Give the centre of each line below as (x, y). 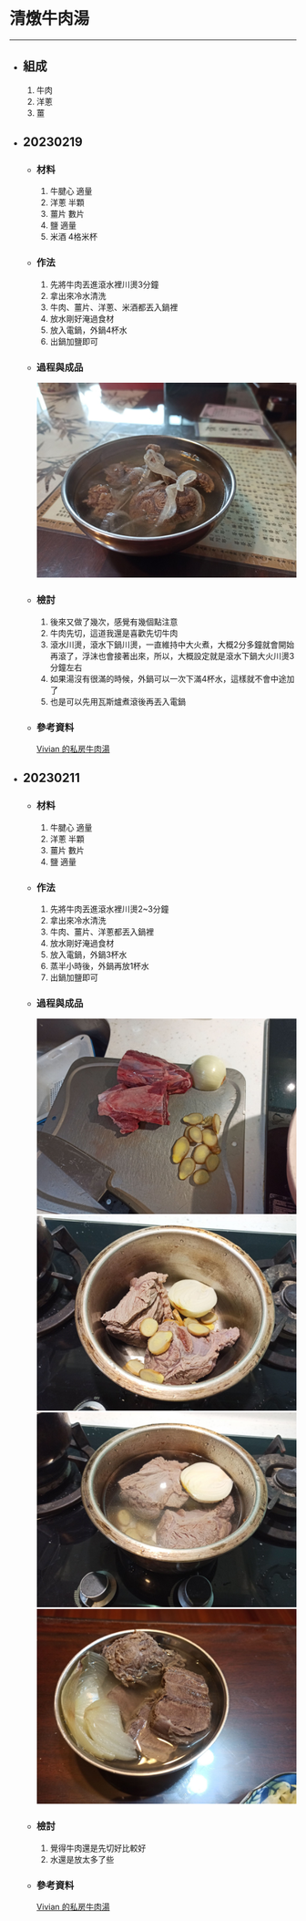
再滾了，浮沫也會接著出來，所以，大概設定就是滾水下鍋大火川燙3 (172, 656)
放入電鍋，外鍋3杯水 (88, 955)
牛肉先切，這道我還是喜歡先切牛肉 (114, 633)
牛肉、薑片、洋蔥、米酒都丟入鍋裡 (114, 307)
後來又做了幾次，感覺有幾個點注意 (114, 622)
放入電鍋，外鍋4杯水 (88, 330)
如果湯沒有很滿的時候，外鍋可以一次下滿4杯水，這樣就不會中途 (168, 678)
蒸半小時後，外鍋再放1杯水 (100, 966)
